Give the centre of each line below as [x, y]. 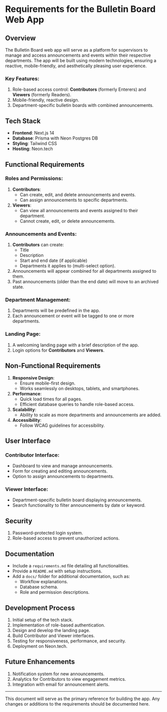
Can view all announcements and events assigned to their [79, 210]
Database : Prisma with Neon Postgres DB [55, 138]
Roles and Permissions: [34, 178]
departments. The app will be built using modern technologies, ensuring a [81, 60]
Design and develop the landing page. [51, 630]
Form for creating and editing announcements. [60, 471]
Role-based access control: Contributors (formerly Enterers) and [79, 89]
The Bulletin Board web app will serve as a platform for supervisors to [77, 50]
